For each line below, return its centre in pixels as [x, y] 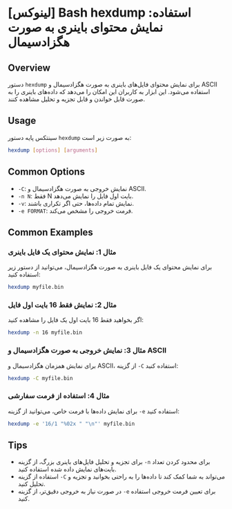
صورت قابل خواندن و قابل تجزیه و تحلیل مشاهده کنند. [77, 99]
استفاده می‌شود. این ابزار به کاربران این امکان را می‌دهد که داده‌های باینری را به [109, 92]
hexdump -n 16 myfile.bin [45, 333]
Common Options [47, 172]
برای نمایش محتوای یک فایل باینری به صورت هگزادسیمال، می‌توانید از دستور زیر [110, 267]
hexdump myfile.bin [36, 287]
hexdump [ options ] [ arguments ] [53, 150]
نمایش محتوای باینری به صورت [86, 27]
